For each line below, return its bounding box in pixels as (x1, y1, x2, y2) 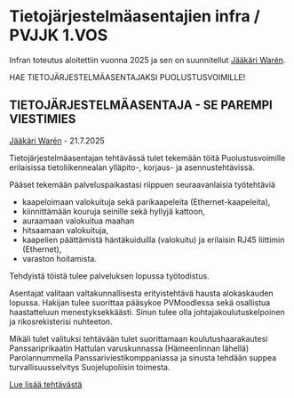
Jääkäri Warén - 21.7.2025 (9, 135, 105, 146)
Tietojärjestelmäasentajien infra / (9, 6, 260, 27)
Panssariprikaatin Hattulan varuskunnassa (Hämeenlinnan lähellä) (9, 343, 250, 353)
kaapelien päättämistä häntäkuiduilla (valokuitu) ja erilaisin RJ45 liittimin (21, 234, 285, 245)
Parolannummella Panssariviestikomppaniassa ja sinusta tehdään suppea (9, 352, 277, 362)
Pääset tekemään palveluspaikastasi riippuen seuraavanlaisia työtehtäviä (9, 179, 275, 190)
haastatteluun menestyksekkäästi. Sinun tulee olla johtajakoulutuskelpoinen (9, 306, 286, 317)
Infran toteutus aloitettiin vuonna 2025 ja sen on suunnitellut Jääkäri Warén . (9, 54, 286, 65)
